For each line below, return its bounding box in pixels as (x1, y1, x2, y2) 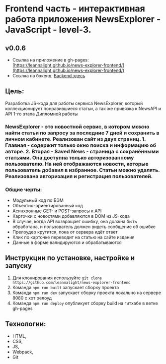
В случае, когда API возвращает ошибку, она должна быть (12, 219, 137, 225)
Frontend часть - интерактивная (5, 3, 146, 14)
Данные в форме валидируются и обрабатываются (12, 240, 122, 245)
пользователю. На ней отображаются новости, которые (5, 160, 149, 167)
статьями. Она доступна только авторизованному (5, 154, 134, 161)
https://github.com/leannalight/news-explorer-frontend (12, 280, 131, 285)
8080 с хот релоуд (12, 295, 52, 301)
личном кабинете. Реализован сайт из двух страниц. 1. (5, 135, 146, 142)
